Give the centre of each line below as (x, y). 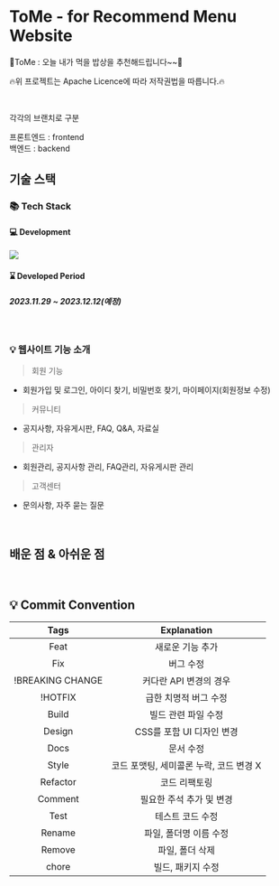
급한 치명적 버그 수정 (186, 697)
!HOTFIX (58, 697)
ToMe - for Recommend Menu (123, 17)
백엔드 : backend (40, 148)
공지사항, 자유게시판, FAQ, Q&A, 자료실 (90, 429)
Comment (58, 798)
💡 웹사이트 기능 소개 (50, 350)
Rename (58, 833)
